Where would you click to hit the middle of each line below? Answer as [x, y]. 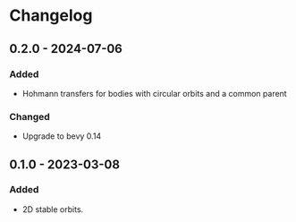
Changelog [51, 16]
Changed [30, 116]
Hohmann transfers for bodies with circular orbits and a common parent [155, 93]
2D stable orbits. [53, 209]
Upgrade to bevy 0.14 [62, 136]
